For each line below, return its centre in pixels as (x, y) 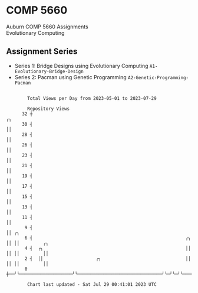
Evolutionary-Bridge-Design (49, 71)
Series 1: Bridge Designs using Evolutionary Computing (81, 66)
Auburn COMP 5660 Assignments (47, 27)
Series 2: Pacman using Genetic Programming (70, 77)
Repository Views (48, 109)
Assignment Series (42, 52)
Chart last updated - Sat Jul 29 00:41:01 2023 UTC (92, 284)
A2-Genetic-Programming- (158, 77)
